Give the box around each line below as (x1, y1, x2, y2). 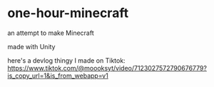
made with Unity (7, 42, 56, 51)
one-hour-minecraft (7, 5, 129, 21)
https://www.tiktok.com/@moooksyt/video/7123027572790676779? (7, 63, 207, 72)
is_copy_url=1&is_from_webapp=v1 (7, 71, 108, 80)
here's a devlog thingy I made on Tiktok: (7, 56, 126, 65)
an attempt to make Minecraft (7, 29, 94, 37)
